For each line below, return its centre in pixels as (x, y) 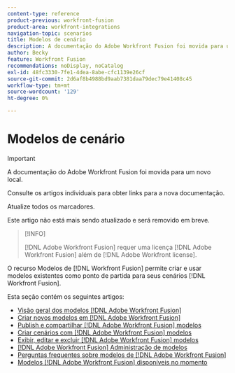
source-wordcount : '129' (43, 92)
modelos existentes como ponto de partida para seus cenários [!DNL (106, 275)
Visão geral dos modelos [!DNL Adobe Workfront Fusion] (99, 310)
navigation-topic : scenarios (50, 33)
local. (15, 179)
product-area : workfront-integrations (64, 27)
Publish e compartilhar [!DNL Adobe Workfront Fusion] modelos (109, 325)
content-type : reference (43, 14)
